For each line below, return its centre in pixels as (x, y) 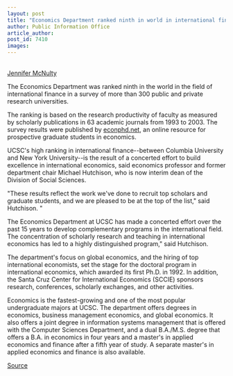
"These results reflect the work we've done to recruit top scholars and (107, 193)
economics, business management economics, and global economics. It (110, 315)
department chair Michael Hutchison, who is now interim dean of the (105, 172)
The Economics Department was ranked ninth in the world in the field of (110, 87)
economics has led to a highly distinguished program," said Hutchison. (108, 244)
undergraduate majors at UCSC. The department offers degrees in (102, 308)
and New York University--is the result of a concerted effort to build (104, 158)
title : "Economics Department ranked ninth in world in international (111, 20)
